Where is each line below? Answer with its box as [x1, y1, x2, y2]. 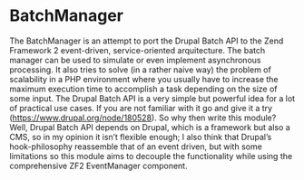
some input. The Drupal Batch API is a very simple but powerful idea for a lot [9, 92, 296, 104]
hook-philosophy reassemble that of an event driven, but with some [9, 141, 263, 152]
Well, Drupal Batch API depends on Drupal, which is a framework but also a [9, 121, 290, 132]
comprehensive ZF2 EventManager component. [9, 160, 188, 171]
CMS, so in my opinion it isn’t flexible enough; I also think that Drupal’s [9, 131, 272, 142]
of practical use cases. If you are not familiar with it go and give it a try [9, 102, 273, 113]
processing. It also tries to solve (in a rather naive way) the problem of [9, 64, 272, 75]
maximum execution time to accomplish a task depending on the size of [9, 83, 279, 94]
